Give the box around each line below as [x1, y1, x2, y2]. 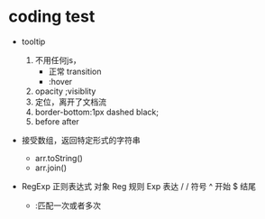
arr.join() [34, 162, 68, 173]
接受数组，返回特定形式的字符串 [21, 134, 141, 145]
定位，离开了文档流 [34, 96, 107, 107]
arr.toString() [34, 152, 83, 163]
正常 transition [48, 66, 102, 77]
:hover [48, 76, 73, 87]
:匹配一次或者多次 [34, 200, 101, 211]
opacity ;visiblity [34, 86, 96, 96]
